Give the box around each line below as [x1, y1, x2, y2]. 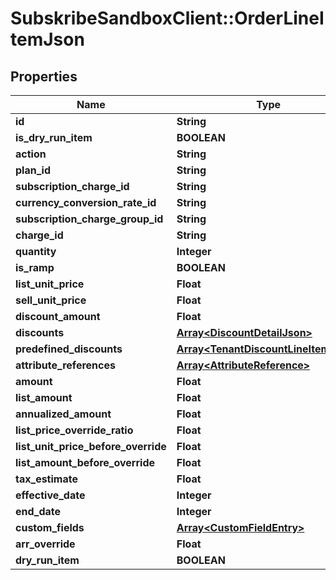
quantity [15, 245, 57, 258]
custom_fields [15, 521, 85, 534]
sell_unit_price [15, 293, 87, 307]
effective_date [15, 488, 86, 502]
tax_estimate [15, 472, 78, 486]
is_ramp [15, 261, 55, 274]
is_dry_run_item [15, 131, 93, 144]
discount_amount [15, 310, 101, 323]
